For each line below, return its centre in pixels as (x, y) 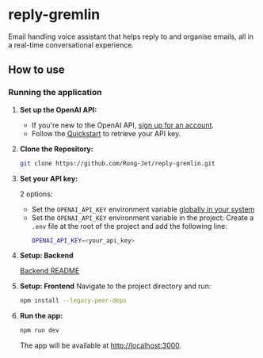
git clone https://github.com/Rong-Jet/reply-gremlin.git (117, 163)
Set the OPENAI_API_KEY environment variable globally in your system (143, 209)
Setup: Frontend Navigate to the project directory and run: (115, 286)
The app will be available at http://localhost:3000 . (101, 345)
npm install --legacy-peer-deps (73, 301)
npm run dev (39, 330)
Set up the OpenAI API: (58, 109)
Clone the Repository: (56, 149)
